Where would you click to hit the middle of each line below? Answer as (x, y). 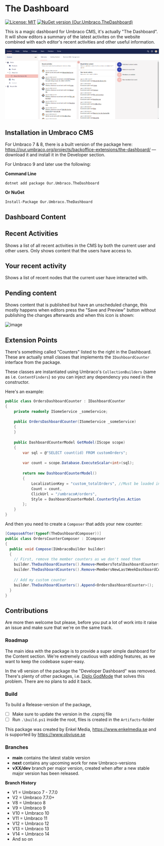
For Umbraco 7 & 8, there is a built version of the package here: (69, 144)
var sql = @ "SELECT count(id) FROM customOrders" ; (75, 453)
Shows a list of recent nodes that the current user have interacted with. (76, 278)
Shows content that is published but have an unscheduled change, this (76, 305)
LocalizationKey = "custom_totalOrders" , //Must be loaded (92, 484)
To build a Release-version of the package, (48, 704)
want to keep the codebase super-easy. (45, 661)
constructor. (17, 382)
